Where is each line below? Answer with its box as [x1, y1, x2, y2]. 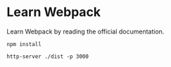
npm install [6, 40, 42, 47]
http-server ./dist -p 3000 [6, 53, 89, 60]
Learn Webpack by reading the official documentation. [6, 27, 165, 36]
